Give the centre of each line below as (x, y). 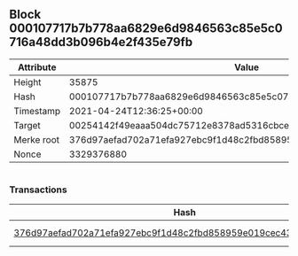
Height (27, 81)
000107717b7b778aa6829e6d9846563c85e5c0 (146, 29)
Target (27, 125)
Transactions (39, 190)
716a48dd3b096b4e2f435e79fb (101, 42)
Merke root (37, 139)
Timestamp (37, 111)
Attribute (37, 67)
